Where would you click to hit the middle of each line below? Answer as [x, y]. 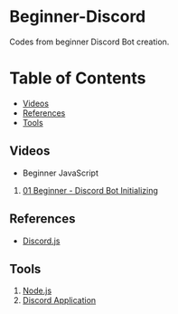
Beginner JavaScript [61, 173]
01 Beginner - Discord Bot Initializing [90, 190]
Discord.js [41, 241]
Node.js [37, 290]
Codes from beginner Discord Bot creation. [89, 42]
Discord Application [59, 300]
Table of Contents [78, 78]
